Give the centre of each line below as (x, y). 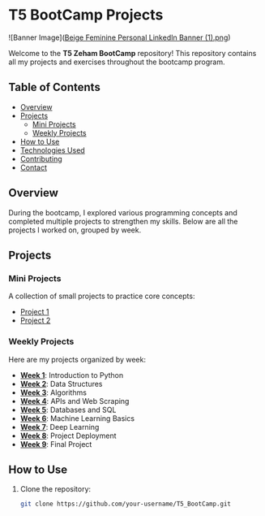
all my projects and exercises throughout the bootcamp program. (117, 62)
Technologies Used (52, 150)
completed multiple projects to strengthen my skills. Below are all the (123, 221)
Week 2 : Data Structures (61, 384)
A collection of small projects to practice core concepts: (102, 296)
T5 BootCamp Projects (86, 15)
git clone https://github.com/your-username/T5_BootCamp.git (126, 504)
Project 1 (34, 312)
